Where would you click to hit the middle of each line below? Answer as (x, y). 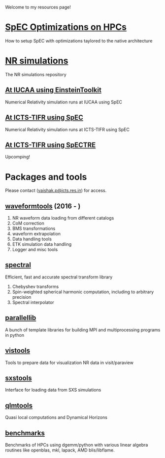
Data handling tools (32, 239)
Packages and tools (46, 177)
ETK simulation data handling (42, 244)
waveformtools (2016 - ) (43, 206)
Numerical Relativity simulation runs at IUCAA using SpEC (64, 102)
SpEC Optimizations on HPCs (66, 27)
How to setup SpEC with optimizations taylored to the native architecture (79, 41)
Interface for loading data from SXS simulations (53, 390)
